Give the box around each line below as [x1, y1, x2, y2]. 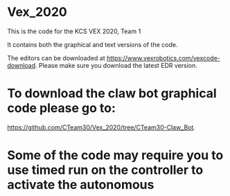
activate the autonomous [7, 177, 154, 193]
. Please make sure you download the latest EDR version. [35, 61, 197, 69]
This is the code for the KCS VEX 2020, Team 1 [7, 27, 141, 35]
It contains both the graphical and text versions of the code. [7, 40, 178, 48]
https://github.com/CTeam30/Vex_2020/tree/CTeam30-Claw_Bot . [7, 123, 196, 132]
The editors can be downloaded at [7, 53, 105, 62]
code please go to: [7, 100, 116, 116]
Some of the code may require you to [7, 148, 224, 163]
